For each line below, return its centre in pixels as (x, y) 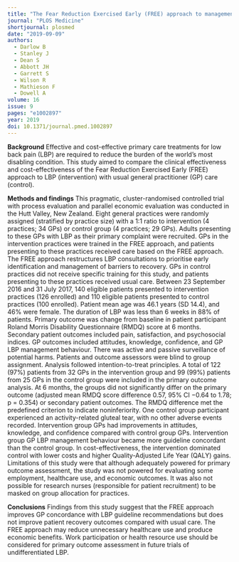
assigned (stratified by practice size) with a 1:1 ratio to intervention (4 (108, 221)
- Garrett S (32, 73)
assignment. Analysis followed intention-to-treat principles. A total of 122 (114, 364)
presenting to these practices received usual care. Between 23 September (116, 281)
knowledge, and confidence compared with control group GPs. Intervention (118, 433)
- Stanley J (32, 54)
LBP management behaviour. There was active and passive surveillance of (116, 349)
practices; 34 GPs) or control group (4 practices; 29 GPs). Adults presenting (119, 228)
